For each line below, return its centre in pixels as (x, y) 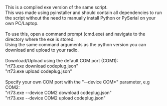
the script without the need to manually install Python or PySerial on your (80, 18)
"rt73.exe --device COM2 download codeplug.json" (58, 93)
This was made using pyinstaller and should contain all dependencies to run (83, 13)
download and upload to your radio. (42, 50)
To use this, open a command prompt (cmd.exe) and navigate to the (75, 34)
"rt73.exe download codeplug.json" (42, 66)
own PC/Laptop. (22, 23)
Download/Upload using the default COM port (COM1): (62, 61)
